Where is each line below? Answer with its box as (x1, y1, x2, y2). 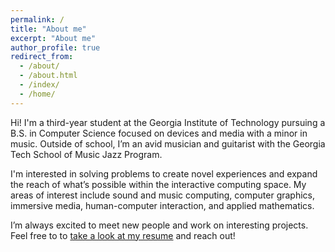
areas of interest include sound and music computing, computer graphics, (10, 189, 316, 201)
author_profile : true (10, 42, 101, 53)
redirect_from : (10, 52, 74, 62)
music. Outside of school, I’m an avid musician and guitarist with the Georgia (10, 137, 326, 150)
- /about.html (19, 71, 78, 81)
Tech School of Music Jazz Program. (10, 148, 163, 160)
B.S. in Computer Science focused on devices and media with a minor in (10, 127, 308, 139)
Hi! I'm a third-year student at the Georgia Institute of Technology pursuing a (10, 116, 326, 128)
